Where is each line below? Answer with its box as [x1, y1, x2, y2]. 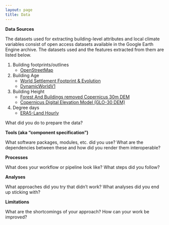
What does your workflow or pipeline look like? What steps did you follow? [5, 164, 160, 170]
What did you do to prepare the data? [5, 120, 83, 126]
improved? [5, 214, 27, 220]
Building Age [12, 72, 39, 78]
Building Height [12, 88, 45, 94]
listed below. [5, 51, 32, 58]
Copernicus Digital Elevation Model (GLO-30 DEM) [20, 99, 125, 105]
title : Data [5, 12, 30, 17]
